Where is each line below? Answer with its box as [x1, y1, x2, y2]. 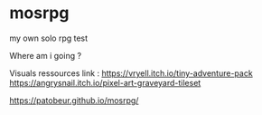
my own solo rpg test [9, 33, 89, 43]
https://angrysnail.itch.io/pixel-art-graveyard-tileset [9, 77, 201, 88]
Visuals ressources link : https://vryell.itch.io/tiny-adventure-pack [9, 67, 253, 79]
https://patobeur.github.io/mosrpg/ [9, 94, 139, 106]
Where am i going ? [9, 50, 82, 61]
